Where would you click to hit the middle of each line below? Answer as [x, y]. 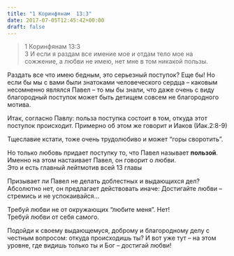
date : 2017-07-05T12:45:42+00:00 [56, 20]
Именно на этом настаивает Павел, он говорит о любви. [92, 160]
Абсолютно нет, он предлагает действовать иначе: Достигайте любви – [115, 189]
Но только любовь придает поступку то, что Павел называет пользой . [113, 153]
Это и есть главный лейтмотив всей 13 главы [75, 168]
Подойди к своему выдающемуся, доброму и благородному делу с [108, 231]
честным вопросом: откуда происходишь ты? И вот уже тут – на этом [112, 238]
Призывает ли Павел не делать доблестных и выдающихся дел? [104, 181]
